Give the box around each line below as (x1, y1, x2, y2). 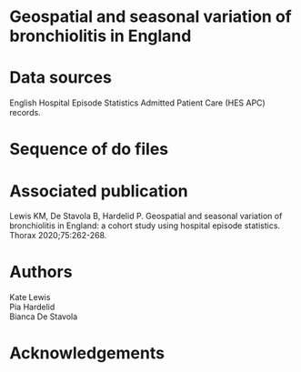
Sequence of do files (9, 139, 169, 160)
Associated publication (9, 180, 188, 201)
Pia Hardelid (9, 302, 55, 313)
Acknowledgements (9, 343, 166, 364)
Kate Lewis (9, 292, 51, 303)
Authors (9, 262, 73, 283)
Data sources (9, 67, 112, 88)
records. (9, 107, 41, 118)
